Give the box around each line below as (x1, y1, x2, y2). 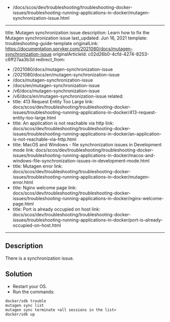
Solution (5, 270, 32, 278)
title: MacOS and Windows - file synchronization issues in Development (12, 142, 162, 147)
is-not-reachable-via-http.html (12, 136, 77, 142)
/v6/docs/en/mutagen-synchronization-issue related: (12, 93, 124, 99)
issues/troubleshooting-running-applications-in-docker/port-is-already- (12, 217, 163, 223)
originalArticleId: (53, 51, 87, 57)
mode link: (12, 147, 34, 153)
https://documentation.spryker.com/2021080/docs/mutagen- (5, 46, 133, 52)
